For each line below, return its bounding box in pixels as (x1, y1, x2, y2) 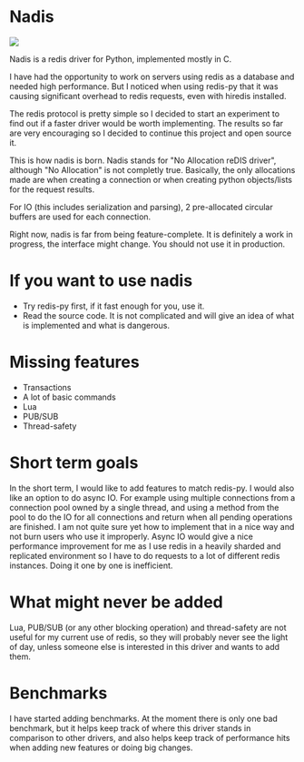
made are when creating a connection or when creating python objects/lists (9, 174, 293, 185)
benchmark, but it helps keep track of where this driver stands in (9, 722, 251, 734)
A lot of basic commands (22, 391, 116, 402)
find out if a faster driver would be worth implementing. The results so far (9, 117, 284, 128)
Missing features (9, 352, 140, 372)
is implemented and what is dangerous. (22, 320, 171, 330)
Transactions (22, 381, 72, 392)
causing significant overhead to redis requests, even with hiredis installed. (9, 90, 287, 101)
